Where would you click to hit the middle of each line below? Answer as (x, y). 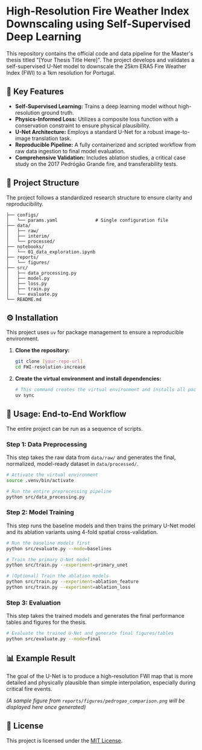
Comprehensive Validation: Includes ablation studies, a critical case (100, 157)
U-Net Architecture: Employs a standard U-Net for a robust (89, 132)
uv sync (24, 395)
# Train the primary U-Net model (48, 559)
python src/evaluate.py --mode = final (54, 639)
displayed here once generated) (46, 707)
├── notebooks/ (25, 246)
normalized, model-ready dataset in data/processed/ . (72, 463)
